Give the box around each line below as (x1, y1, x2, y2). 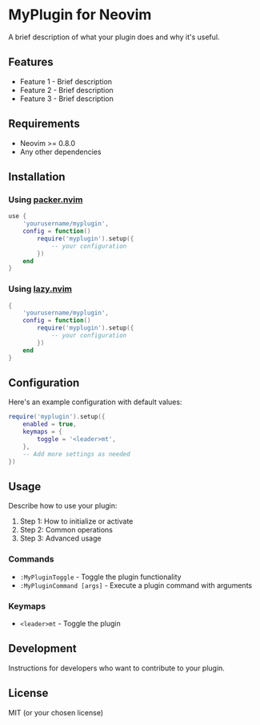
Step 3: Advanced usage (19, 533, 102, 543)
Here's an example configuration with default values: (8, 397, 182, 407)
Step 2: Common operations (19, 525, 114, 535)
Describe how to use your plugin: (8, 501, 118, 511)
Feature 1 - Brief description (19, 76, 113, 86)
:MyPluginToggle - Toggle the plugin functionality (19, 572, 182, 581)
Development (8, 642, 78, 655)
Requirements (8, 117, 80, 131)
